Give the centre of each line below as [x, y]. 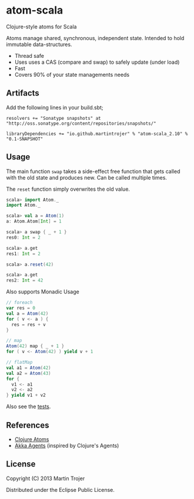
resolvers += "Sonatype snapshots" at [53, 118]
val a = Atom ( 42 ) [27, 314]
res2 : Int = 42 [25, 281]
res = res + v [29, 324]
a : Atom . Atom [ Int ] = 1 [34, 221]
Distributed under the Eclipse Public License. [60, 490]
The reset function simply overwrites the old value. [68, 189]
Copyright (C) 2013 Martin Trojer [46, 478]
